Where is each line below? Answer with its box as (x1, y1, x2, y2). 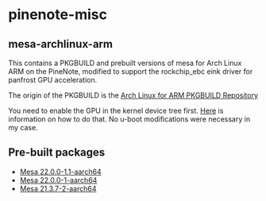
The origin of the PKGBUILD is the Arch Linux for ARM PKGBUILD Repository (8, 91, 259, 100)
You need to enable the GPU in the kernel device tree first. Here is (8, 106, 224, 115)
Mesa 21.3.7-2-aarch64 (19, 184, 97, 193)
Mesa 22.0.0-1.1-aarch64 (19, 167, 102, 176)
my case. (8, 123, 38, 132)
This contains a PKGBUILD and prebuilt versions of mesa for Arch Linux (8, 58, 242, 68)
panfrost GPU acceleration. (8, 75, 98, 84)
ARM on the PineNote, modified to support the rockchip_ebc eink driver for (8, 67, 253, 76)
